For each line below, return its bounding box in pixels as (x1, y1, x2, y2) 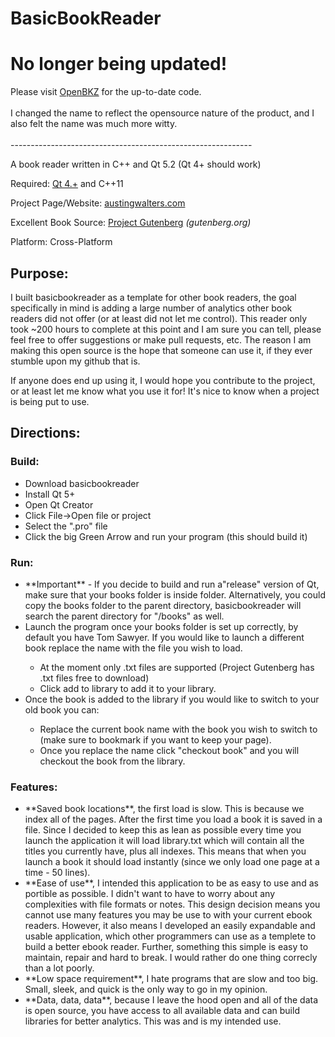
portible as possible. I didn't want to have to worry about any (24, 888, 276, 900)
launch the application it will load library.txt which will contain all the (24, 835, 305, 847)
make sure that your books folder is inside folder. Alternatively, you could (24, 588, 327, 601)
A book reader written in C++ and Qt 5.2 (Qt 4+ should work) (10, 158, 262, 171)
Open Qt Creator (24, 498, 94, 511)
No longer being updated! (10, 53, 228, 76)
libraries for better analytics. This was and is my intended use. (24, 1015, 282, 1027)
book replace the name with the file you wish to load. (24, 642, 243, 654)
